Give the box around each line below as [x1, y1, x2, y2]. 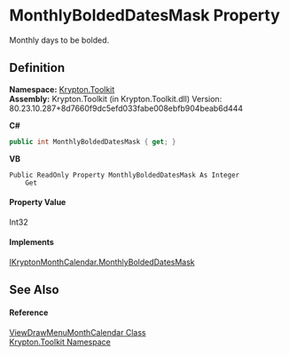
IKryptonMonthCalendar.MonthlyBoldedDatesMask [9, 257, 195, 267]
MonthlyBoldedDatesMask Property [9, 5, 281, 26]
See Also [9, 282, 59, 297]
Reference [9, 307, 49, 318]
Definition [9, 60, 65, 75]
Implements [9, 237, 55, 248]
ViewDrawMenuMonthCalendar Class [9, 327, 146, 337]
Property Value [9, 197, 66, 208]
